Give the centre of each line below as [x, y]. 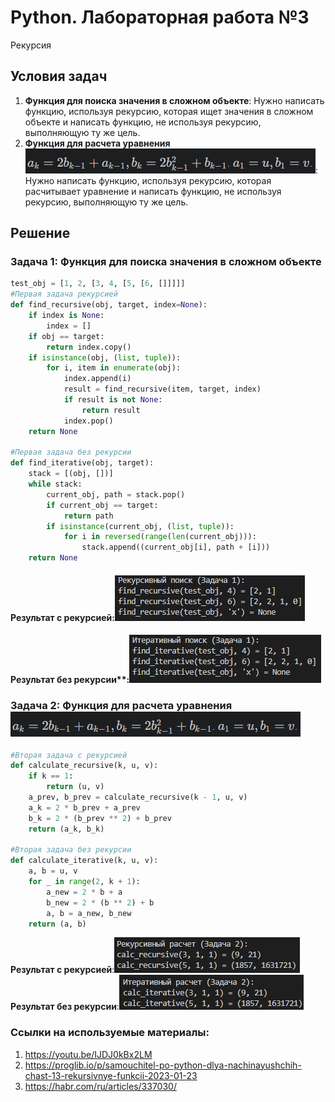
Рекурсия [31, 45]
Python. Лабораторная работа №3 [160, 17]
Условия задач [59, 76]
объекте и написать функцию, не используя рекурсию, [143, 122]
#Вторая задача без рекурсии [71, 850]
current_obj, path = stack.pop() [116, 494]
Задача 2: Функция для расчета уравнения [121, 706]
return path [88, 516]
